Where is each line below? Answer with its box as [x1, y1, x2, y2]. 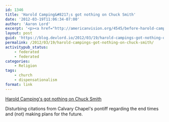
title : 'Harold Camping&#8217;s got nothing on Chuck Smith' [5, 12, 136, 17]
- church [14, 73, 33, 78]
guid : [5, 36, 17, 41]
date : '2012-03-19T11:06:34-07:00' [5, 17, 80, 22]
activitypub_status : [5, 45, 49, 50]
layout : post [5, 31, 33, 36]
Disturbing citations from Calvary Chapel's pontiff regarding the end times [5, 105, 159, 111]
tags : [5, 68, 17, 73]
